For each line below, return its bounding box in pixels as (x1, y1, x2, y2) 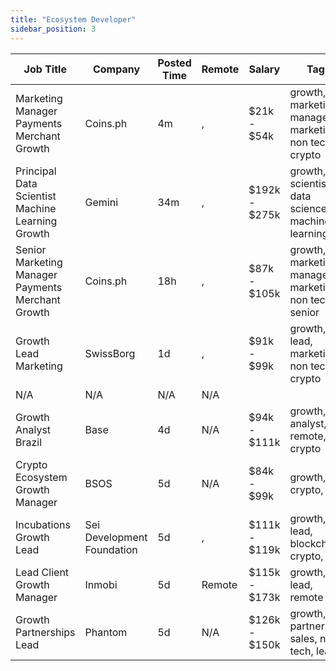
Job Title (23, 62, 67, 76)
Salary (248, 62, 281, 76)
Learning (15, 214, 58, 228)
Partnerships (15, 625, 76, 639)
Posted (157, 56, 192, 70)
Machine (15, 201, 57, 215)
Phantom (84, 625, 128, 639)
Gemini (84, 195, 119, 209)
